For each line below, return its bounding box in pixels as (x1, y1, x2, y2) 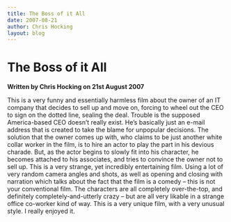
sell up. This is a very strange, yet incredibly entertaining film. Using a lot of (7, 163, 224, 171)
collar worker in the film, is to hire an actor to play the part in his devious (7, 141, 214, 149)
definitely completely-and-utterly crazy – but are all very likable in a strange (7, 192, 225, 200)
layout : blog (7, 29, 45, 37)
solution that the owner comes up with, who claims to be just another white (7, 133, 223, 141)
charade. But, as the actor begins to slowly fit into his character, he (7, 148, 199, 157)
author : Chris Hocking (7, 23, 73, 30)
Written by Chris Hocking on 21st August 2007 (7, 83, 145, 91)
